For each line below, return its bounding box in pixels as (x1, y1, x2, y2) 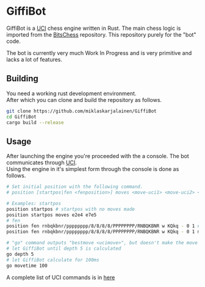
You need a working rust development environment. (6, 90, 137, 97)
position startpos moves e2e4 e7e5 (6, 212, 97, 218)
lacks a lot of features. (6, 56, 63, 63)
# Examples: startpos (6, 200, 62, 206)
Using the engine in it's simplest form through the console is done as (6, 165, 179, 173)
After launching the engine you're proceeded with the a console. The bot (6, 153, 189, 160)
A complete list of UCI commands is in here (6, 274, 115, 281)
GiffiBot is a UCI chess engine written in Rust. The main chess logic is (6, 24, 181, 32)
